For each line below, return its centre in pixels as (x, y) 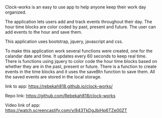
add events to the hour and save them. (44, 32)
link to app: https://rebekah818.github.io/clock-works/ (59, 86)
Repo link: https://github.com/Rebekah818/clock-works (60, 96)
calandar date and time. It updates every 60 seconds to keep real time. (76, 56)
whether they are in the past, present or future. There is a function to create (81, 66)
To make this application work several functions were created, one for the (79, 51)
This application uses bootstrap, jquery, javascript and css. (64, 41)
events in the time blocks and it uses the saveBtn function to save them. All (80, 72)
